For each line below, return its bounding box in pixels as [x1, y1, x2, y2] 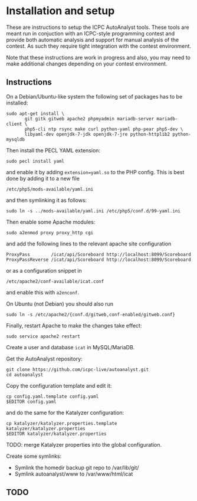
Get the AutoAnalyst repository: [6, 355, 83, 362]
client [6, 121, 22, 127]
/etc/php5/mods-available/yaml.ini [6, 186, 94, 192]
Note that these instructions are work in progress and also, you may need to [6, 54, 191, 61]
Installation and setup [6, 4, 115, 18]
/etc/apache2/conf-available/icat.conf [6, 279, 104, 284]
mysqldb [6, 136, 25, 142]
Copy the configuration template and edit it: [6, 382, 112, 389]
